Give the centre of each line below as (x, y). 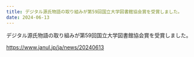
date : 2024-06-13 (28, 17)
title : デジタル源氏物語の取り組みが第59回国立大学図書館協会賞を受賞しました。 (94, 12)
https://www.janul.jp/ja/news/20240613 (55, 47)
